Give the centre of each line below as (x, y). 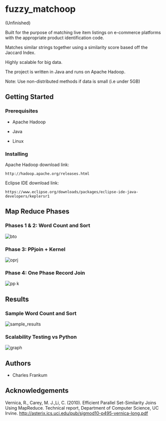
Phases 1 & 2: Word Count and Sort (48, 225)
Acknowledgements (37, 391)
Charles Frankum (30, 375)
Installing (17, 154)
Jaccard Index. (20, 53)
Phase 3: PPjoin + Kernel (35, 249)
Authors (18, 363)
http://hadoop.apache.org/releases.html (48, 174)
